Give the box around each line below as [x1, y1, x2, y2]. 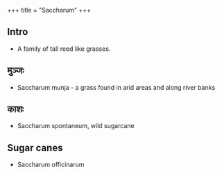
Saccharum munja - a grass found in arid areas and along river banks [17, 83, 216, 91]
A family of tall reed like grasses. [17, 45, 111, 53]
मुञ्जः [7, 65, 24, 77]
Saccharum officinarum [17, 160, 85, 169]
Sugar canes [7, 142, 63, 154]
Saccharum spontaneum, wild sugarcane [17, 122, 135, 130]
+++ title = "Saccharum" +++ [7, 6, 92, 14]
